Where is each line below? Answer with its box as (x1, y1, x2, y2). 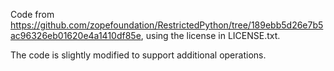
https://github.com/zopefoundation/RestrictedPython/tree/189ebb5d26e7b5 (10, 19, 324, 31)
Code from (10, 9, 55, 20)
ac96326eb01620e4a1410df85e (10, 30, 142, 41)
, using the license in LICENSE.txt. (140, 30, 281, 41)
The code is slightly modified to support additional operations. (10, 49, 267, 61)
